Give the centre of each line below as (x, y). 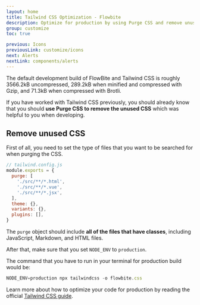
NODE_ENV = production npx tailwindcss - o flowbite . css (74, 278)
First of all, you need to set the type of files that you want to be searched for (100, 148)
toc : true (18, 34)
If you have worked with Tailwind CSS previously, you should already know (98, 102)
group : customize (28, 28)
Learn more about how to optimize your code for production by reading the (98, 290)
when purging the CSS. (35, 154)
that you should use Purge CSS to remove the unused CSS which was (93, 108)
